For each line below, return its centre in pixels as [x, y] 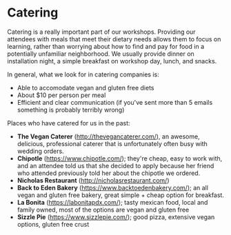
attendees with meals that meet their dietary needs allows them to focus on [114, 39]
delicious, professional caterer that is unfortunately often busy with [112, 143]
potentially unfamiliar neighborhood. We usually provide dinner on [101, 54]
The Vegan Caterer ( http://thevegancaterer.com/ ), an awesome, [108, 136]
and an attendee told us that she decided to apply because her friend [115, 165]
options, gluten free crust [53, 224]
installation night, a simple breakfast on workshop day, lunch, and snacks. [112, 61]
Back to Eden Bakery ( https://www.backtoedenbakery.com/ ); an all [113, 187]
